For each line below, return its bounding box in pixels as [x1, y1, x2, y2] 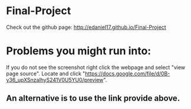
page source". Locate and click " [6, 70, 85, 77]
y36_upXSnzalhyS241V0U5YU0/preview [6, 76, 104, 83]
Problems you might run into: [6, 44, 152, 58]
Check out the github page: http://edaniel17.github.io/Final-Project [6, 24, 166, 31]
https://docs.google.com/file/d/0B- [85, 70, 170, 77]
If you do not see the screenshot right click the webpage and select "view [6, 64, 186, 71]
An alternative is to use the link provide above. [6, 93, 180, 104]
